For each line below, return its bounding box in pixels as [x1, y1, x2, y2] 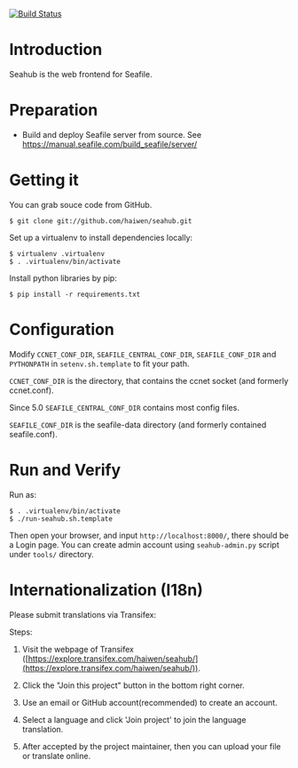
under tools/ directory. [9, 548, 95, 559]
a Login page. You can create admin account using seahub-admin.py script [9, 539, 279, 550]
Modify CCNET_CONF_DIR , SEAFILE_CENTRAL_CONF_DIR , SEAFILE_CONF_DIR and [9, 348, 277, 359]
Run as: [9, 489, 37, 500]
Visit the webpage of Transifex [21, 644, 135, 654]
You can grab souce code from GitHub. [9, 199, 153, 210]
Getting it [9, 170, 80, 190]
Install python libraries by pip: [9, 272, 117, 284]
